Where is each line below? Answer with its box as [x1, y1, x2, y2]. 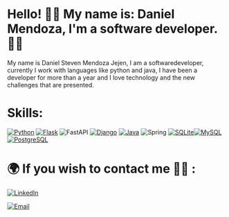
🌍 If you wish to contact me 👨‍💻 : [7, 161, 196, 177]
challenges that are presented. [7, 80, 95, 89]
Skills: [7, 105, 44, 121]
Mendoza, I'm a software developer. [7, 21, 218, 37]
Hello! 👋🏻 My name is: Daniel [7, 6, 175, 22]
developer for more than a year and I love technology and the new [7, 73, 196, 82]
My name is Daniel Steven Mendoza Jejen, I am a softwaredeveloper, [7, 58, 204, 67]
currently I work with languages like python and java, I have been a [7, 66, 198, 74]
